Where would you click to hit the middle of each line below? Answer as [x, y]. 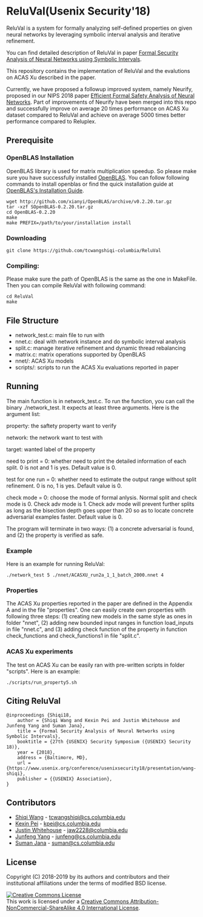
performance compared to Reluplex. [52, 121]
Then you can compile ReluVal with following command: [76, 285]
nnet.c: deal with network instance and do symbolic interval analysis [100, 342]
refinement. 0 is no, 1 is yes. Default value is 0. [64, 486]
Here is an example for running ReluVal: [55, 564]
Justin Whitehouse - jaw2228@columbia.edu [72, 830]
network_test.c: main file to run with [60, 335]
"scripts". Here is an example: [43, 671]
